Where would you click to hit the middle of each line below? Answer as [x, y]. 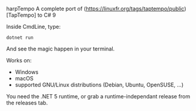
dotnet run [20, 38]
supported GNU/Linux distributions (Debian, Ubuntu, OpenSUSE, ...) [99, 85]
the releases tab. [27, 103]
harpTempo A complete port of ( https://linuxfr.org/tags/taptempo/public [95, 9]
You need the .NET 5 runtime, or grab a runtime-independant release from [98, 96]
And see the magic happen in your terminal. [61, 49]
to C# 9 [46, 15]
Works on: [19, 60]
